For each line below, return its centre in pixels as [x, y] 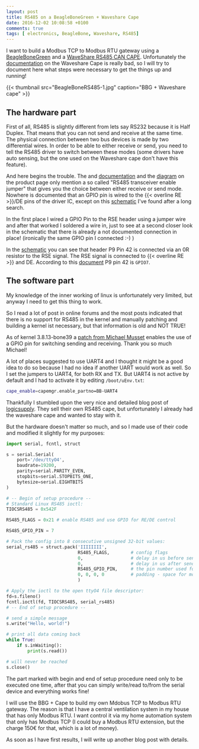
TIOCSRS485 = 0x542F [32, 509]
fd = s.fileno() [24, 596]
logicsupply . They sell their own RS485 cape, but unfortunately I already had [99, 409]
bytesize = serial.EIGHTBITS [50, 482]
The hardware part [41, 113]
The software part [40, 281]
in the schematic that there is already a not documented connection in [92, 232]
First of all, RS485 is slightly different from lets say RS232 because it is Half [98, 127]
